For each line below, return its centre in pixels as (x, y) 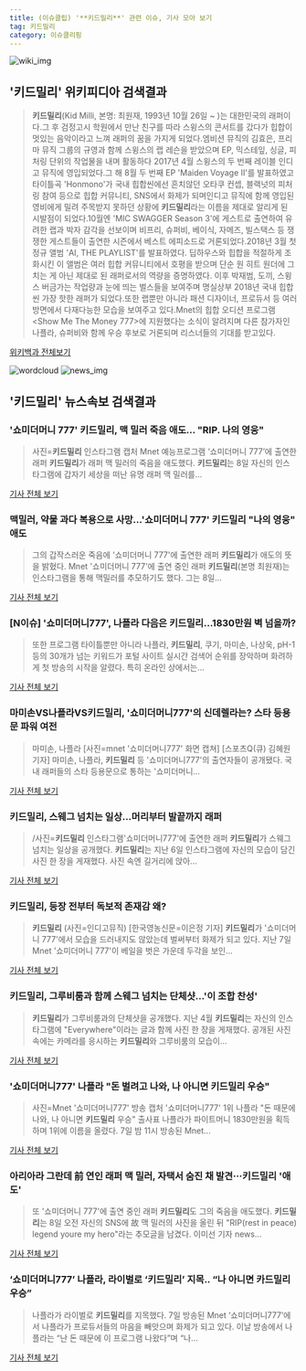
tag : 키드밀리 (32, 27)
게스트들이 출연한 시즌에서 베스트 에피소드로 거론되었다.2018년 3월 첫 (173, 241)
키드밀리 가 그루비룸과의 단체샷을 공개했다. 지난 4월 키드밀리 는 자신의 (154, 1018)
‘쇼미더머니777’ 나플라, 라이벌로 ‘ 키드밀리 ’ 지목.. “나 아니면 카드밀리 (150, 1280)
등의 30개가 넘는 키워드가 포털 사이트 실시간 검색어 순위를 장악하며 (150, 656)
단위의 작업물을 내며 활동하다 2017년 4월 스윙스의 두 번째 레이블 (163, 162)
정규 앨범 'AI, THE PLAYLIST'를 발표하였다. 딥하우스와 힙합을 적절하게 (157, 253)
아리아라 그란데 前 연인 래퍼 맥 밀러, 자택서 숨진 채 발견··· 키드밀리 (143, 1175)
